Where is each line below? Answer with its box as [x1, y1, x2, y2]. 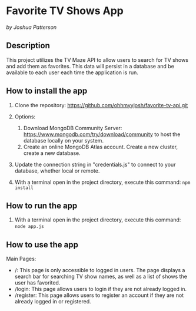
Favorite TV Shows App [6, 4, 124, 18]
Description [6, 41, 50, 51]
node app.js [14, 224, 44, 230]
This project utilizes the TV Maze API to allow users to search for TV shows [6, 56, 188, 63]
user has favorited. [14, 279, 61, 286]
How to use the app [6, 240, 78, 250]
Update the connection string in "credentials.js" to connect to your [14, 161, 176, 168]
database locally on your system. [23, 137, 104, 144]
